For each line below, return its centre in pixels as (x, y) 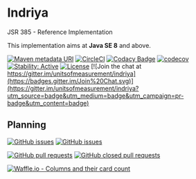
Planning (27, 125)
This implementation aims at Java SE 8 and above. (79, 45)
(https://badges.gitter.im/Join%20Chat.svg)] (70, 80)
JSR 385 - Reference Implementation (60, 32)
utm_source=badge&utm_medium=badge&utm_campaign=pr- (96, 96)
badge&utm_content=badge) (48, 103)
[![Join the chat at (116, 66)
